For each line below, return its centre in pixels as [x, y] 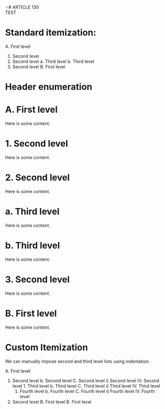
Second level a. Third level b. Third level [53, 61]
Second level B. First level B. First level [52, 402]
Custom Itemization [46, 347]
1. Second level [37, 144]
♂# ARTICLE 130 [22, 7]
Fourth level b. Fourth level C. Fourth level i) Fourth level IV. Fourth [87, 391]
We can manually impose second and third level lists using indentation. [78, 361]
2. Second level [38, 178]
